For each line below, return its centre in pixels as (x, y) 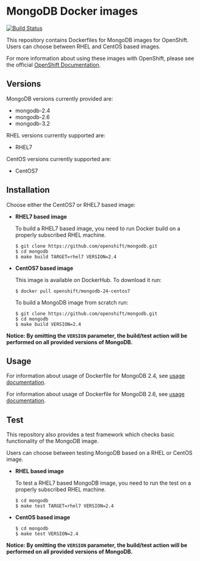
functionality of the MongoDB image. (52, 441)
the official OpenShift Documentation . (54, 65)
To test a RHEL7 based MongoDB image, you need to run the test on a (103, 483)
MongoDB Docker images (72, 11)
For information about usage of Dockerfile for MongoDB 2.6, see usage (95, 394)
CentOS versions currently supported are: (59, 159)
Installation (28, 190)
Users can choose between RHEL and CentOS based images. (84, 46)
